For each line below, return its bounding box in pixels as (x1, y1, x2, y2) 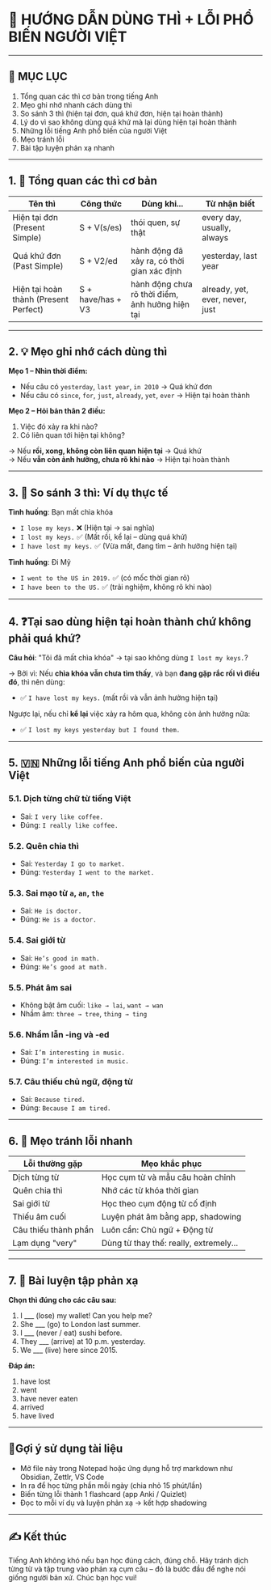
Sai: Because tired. (19, 1095, 86, 1105)
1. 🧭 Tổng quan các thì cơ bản (8, 174, 157, 188)
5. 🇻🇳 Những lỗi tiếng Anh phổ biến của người (8, 756, 244, 770)
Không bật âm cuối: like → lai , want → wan (19, 1000, 164, 1010)
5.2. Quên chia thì (8, 840, 79, 851)
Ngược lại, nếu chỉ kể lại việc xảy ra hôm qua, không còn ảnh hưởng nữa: (8, 709, 251, 719)
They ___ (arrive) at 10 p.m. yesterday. (19, 1337, 146, 1346)
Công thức (80, 197, 123, 209)
